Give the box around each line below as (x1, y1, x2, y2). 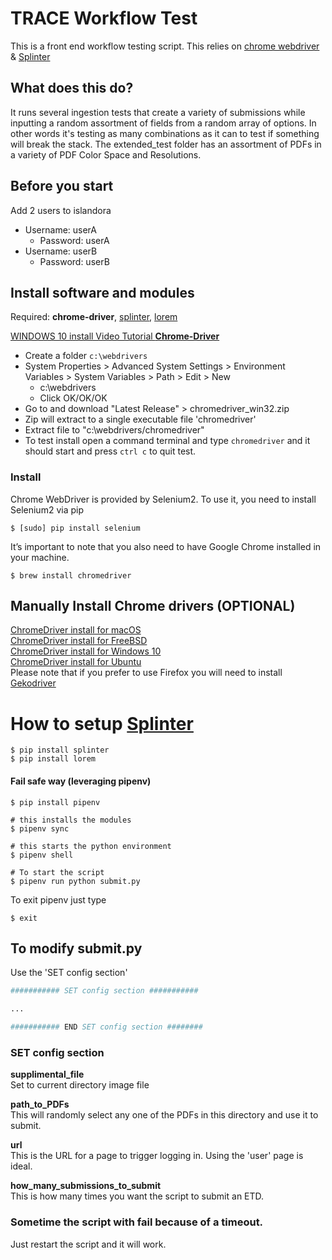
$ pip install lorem (10, 754, 97, 764)
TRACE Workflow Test (10, 7, 198, 30)
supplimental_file (10, 1068, 85, 1081)
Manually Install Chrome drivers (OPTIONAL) (10, 598, 296, 615)
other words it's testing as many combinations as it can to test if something (10, 127, 320, 139)
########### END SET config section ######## (10, 1022, 203, 1032)
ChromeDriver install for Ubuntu (10, 656, 142, 668)
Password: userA (39, 234, 110, 246)
